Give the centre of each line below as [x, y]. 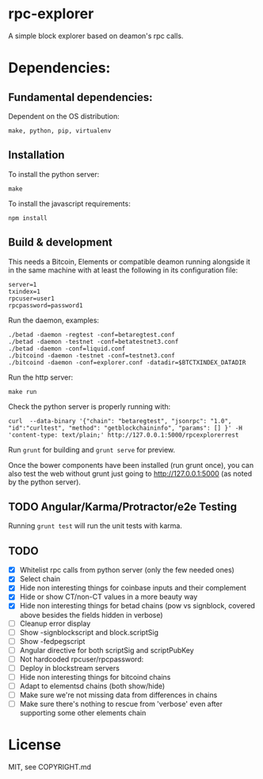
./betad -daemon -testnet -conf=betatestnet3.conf [93, 341]
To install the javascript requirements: [69, 203]
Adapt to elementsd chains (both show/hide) [92, 686]
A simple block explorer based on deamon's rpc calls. [96, 36]
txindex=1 [25, 291]
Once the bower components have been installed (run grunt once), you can [131, 465]
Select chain [40, 579]
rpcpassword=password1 [46, 305]
